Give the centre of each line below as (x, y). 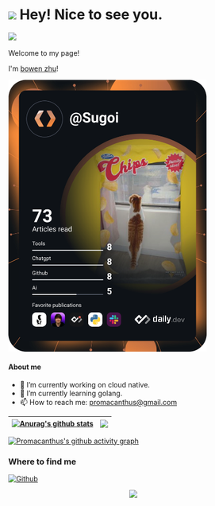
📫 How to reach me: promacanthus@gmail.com (98, 402)
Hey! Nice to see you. (91, 15)
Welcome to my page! (44, 53)
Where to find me (42, 461)
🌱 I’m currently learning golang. (71, 393)
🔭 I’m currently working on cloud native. (85, 385)
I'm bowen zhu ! (33, 68)
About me (25, 367)
